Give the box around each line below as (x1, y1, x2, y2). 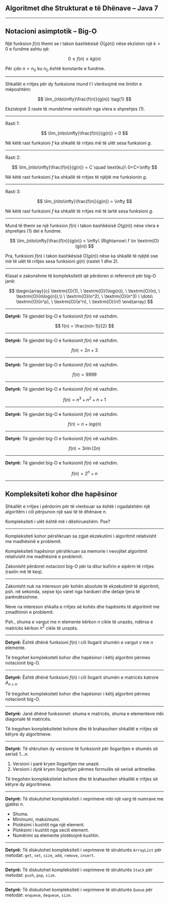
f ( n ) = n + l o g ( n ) (67, 421, 102, 427)
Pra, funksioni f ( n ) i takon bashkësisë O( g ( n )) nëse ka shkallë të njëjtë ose (5, 253, 158, 259)
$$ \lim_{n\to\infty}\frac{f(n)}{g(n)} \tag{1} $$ (37, 96, 132, 102)
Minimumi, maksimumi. (12, 816, 60, 822)
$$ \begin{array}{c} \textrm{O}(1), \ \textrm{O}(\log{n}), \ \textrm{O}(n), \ (9, 288, 160, 294)
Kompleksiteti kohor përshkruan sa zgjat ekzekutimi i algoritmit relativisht (5, 533, 157, 539)
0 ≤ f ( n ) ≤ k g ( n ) (67, 56, 102, 62)
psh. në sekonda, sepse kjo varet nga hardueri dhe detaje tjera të (5, 588, 140, 595)
